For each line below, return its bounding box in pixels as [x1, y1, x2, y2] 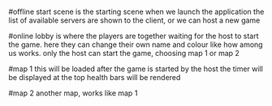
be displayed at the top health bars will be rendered [8, 73, 181, 82]
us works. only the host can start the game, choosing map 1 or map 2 [8, 49, 240, 57]
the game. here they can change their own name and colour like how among [8, 40, 263, 49]
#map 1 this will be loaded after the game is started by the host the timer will [8, 64, 264, 74]
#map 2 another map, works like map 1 [8, 88, 138, 98]
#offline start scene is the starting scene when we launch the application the [8, 7, 265, 16]
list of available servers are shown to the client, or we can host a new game [8, 15, 261, 25]
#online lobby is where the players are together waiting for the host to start [8, 32, 259, 40]
